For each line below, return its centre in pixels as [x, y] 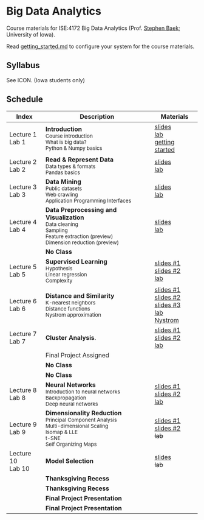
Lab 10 [19, 468]
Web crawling [62, 194]
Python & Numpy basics [74, 148]
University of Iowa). [31, 34]
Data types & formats [70, 166]
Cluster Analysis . [71, 337]
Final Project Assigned [77, 355]
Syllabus [23, 65]
